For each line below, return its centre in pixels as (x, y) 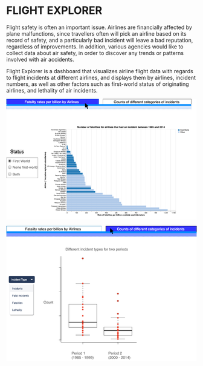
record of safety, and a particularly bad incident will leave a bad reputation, (100, 40)
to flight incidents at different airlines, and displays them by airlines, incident (101, 77)
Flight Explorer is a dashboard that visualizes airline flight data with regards (100, 71)
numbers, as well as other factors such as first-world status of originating (98, 84)
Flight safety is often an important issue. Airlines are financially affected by (99, 27)
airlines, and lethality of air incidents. (52, 90)
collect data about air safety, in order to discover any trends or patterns (95, 53)
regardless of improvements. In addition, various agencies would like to (95, 47)
